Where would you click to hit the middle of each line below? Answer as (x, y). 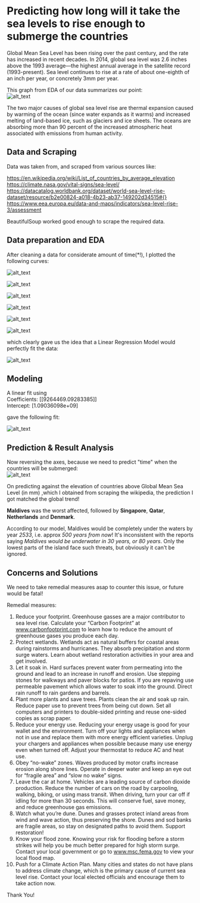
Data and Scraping (42, 152)
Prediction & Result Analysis (60, 447)
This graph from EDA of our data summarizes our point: (75, 90)
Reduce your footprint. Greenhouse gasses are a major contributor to (100, 616)
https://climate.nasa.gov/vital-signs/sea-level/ (63, 184)
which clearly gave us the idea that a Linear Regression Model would (91, 342)
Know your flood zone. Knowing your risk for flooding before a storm (100, 839)
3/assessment (24, 210)
